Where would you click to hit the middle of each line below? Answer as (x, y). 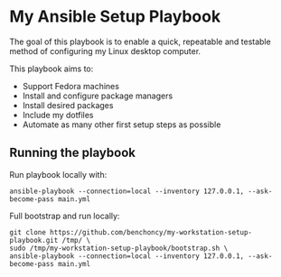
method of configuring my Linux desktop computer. (105, 51)
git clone (28, 232)
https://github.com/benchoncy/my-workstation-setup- (151, 232)
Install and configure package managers (98, 96)
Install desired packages (68, 105)
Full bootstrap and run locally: (65, 216)
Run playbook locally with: (58, 174)
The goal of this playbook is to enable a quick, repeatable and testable (140, 42)
